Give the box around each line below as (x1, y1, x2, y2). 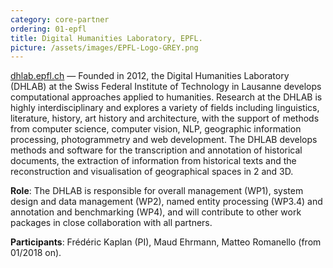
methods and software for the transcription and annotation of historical (10, 144, 303, 156)
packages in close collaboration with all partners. (10, 217, 213, 229)
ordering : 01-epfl (10, 24, 87, 34)
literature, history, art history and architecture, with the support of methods (10, 112, 320, 125)
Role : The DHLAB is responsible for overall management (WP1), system (10, 185, 304, 197)
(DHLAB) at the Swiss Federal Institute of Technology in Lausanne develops (10, 81, 322, 93)
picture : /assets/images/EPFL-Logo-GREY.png (10, 42, 199, 53)
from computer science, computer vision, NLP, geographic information (10, 123, 302, 135)
